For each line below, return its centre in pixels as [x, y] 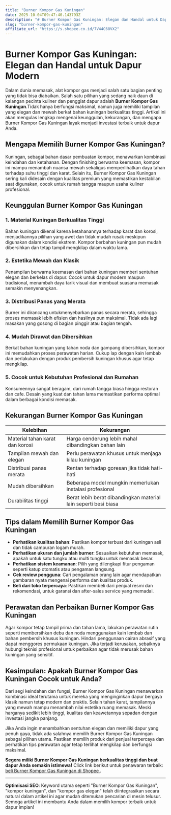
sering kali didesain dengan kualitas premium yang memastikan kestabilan [83, 178]
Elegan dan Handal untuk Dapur [74, 65]
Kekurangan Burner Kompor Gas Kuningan [74, 416]
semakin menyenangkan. [32, 288]
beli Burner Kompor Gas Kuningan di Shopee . [53, 771]
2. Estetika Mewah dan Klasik [42, 260]
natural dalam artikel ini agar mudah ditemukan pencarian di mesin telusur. [83, 796]
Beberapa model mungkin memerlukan [113, 482]
